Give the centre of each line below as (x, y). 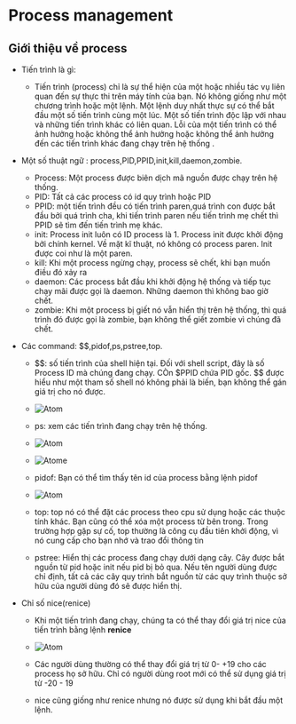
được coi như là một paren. (83, 253)
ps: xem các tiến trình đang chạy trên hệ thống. (121, 426)
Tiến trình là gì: (48, 69)
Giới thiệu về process (68, 48)
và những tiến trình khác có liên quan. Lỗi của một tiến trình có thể (156, 124)
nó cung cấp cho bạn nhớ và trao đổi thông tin (119, 540)
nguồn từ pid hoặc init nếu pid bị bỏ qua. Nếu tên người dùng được (156, 567)
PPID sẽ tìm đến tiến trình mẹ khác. (98, 225)
